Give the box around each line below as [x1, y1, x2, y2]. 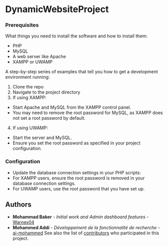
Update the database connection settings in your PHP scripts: [12, 169, 141, 175]
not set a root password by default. [12, 115, 86, 121]
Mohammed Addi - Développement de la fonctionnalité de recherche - [12, 224, 160, 230]
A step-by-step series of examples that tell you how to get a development [5, 69, 158, 75]
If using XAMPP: [12, 94, 47, 101]
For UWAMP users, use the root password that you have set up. [12, 185, 145, 191]
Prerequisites [5, 22, 39, 29]
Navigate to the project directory [12, 89, 81, 95]
